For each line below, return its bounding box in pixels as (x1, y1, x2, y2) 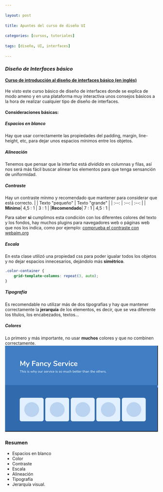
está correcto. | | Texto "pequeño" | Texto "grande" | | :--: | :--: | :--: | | (5, 200, 146, 206)
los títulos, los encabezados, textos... (5, 312, 79, 317)
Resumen (5, 439, 28, 446)
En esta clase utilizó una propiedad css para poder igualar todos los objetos (5, 254, 157, 259)
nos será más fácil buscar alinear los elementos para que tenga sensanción (5, 166, 156, 172)
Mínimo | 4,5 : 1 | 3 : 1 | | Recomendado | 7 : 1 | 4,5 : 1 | (5, 205, 110, 211)
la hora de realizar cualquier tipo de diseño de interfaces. (5, 98, 120, 104)
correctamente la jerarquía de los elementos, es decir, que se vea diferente (5, 306, 156, 312)
